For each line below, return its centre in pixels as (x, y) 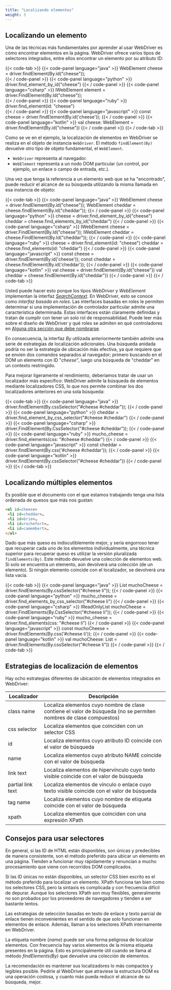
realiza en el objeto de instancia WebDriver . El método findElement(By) (79, 143)
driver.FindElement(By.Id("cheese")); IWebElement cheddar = (70, 232)
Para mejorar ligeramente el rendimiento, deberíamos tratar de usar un (79, 375)
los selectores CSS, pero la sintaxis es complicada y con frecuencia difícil (82, 887)
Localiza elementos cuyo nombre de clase (94, 705)
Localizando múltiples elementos (59, 483)
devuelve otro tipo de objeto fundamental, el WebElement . (64, 149)
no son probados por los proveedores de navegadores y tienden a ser (78, 898)
